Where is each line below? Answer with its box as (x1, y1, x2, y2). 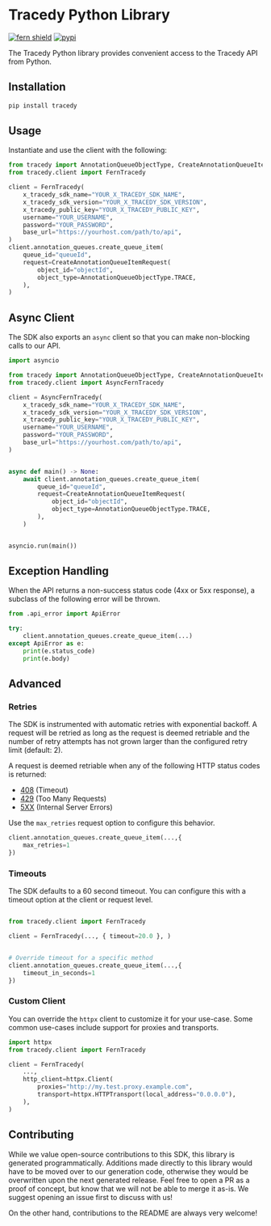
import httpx (8, 1038, 52, 1046)
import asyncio (8, 357, 60, 365)
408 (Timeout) (19, 785, 69, 795)
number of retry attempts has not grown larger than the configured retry (8, 737, 248, 746)
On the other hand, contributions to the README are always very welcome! (8, 1207, 258, 1218)
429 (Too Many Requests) (19, 794, 107, 804)
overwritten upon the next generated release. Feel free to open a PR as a (8, 1175, 250, 1185)
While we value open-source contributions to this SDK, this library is (8, 1149, 236, 1159)
